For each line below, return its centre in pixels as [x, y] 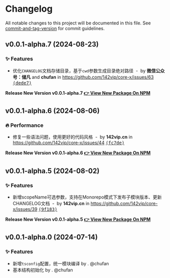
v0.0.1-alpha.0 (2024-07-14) [52, 237]
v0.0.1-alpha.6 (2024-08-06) [53, 111]
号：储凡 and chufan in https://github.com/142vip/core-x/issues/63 [83, 77]
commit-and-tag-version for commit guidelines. [55, 28]
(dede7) [22, 83]
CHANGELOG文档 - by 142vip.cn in [51, 203]
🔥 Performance [25, 125]
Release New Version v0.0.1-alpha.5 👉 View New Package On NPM [78, 219]
